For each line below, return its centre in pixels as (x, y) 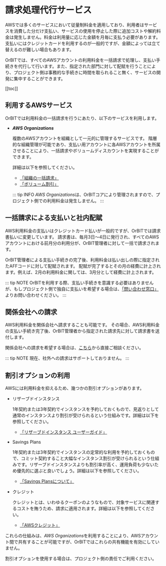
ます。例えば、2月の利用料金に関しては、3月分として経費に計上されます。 (81, 272)
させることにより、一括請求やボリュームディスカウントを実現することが (85, 150)
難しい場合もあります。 (50, 49)
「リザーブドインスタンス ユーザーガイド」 (63, 432)
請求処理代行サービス (49, 10)
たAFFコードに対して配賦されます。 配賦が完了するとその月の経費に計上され (83, 266)
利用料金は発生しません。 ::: (75, 200)
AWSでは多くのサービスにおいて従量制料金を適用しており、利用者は (75, 25)
